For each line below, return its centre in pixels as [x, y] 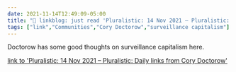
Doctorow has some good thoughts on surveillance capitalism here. [106, 47]
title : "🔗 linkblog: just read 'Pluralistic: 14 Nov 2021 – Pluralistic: [119, 20]
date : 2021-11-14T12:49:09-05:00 [57, 14]
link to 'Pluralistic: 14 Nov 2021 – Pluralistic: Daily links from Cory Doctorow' [118, 61]
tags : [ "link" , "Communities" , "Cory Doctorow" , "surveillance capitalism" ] [119, 27]
